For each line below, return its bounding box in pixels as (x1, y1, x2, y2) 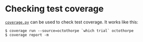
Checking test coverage (5, 3, 104, 14)
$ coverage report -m (5, 32, 49, 37)
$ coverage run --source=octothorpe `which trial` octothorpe (5, 28, 134, 33)
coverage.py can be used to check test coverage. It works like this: (5, 19, 139, 25)
